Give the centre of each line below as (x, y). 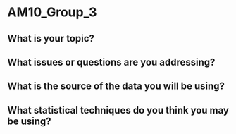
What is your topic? (51, 38)
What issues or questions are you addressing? (111, 62)
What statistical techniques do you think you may (118, 110)
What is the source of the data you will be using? (116, 86)
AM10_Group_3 (52, 12)
